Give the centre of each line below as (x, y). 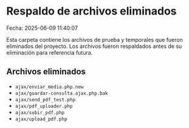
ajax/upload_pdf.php (41, 119)
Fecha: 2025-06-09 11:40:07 (42, 28)
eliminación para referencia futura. (50, 52)
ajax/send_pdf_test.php (45, 99)
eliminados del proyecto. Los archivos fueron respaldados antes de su (94, 46)
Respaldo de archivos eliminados (92, 11)
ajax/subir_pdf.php (40, 113)
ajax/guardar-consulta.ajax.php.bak (61, 93)
